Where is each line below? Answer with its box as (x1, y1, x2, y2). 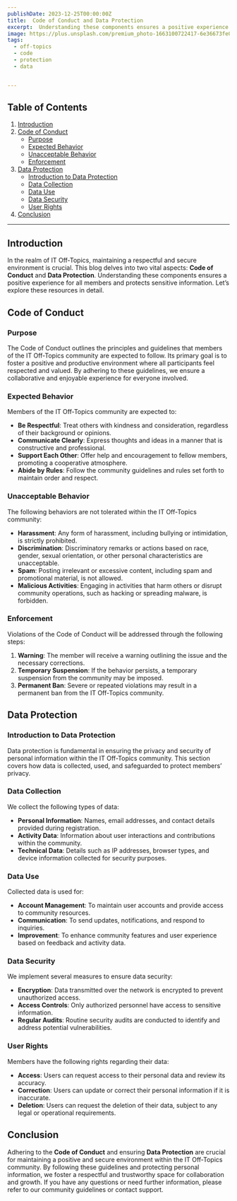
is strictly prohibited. (17, 536, 78, 545)
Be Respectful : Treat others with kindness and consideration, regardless (17, 421, 229, 430)
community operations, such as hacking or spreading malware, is (17, 588, 207, 597)
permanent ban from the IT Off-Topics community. (17, 688, 164, 697)
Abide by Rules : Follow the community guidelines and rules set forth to (17, 466, 224, 475)
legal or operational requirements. (17, 1108, 116, 1117)
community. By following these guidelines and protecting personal (7, 1163, 200, 1171)
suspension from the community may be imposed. (17, 673, 164, 682)
